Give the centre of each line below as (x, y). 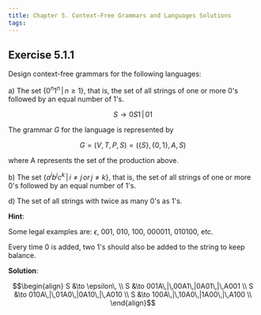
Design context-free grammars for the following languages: (105, 74)
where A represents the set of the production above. (94, 160)
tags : (17, 23)
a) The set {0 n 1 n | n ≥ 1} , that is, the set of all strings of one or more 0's (123, 90)
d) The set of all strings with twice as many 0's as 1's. (95, 201)
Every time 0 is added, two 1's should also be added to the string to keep (127, 247)
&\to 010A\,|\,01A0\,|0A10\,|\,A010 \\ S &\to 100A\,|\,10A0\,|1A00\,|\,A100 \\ (133, 294)
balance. (23, 255)
